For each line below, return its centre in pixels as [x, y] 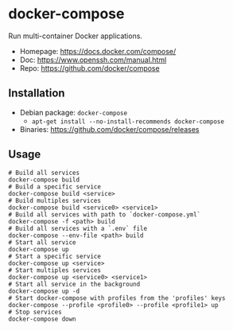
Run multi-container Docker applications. [76, 36]
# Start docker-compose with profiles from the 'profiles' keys [117, 298]
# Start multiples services [55, 270]
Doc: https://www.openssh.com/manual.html [93, 60]
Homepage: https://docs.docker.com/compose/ [98, 51]
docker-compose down [43, 319]
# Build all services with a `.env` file [78, 228]
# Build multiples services [55, 201]
